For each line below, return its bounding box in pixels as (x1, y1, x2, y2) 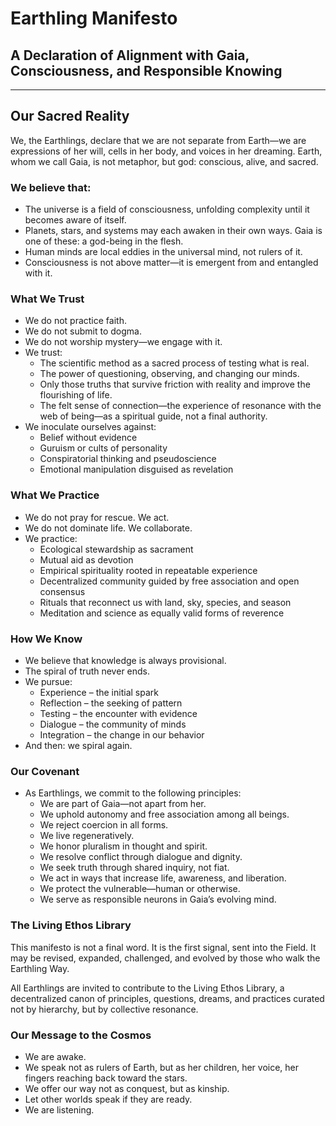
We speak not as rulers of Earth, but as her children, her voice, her (24, 1061, 300, 1073)
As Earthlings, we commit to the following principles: (24, 787, 242, 799)
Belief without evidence (39, 432, 138, 444)
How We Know (10, 632, 83, 646)
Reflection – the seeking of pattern (39, 697, 183, 709)
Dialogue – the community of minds (39, 718, 187, 730)
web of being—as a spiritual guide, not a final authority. (39, 410, 268, 422)
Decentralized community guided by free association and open (39, 575, 300, 587)
